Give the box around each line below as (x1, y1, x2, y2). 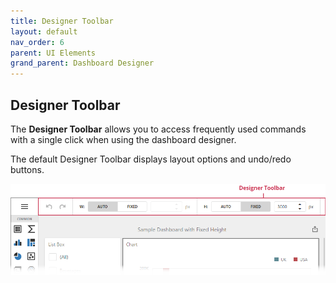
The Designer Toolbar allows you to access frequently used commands (10, 123, 307, 135)
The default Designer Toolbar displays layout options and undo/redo (10, 153, 292, 165)
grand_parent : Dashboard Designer (10, 58, 155, 69)
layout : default (10, 26, 78, 37)
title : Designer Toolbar (10, 16, 114, 26)
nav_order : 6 (10, 37, 65, 47)
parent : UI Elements (10, 48, 97, 58)
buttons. (10, 163, 45, 175)
